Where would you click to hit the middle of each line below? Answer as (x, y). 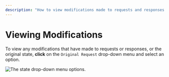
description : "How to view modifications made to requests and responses (85, 10)
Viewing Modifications (54, 34)
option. (13, 59)
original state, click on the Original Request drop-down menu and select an (84, 54)
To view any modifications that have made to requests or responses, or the (83, 49)
